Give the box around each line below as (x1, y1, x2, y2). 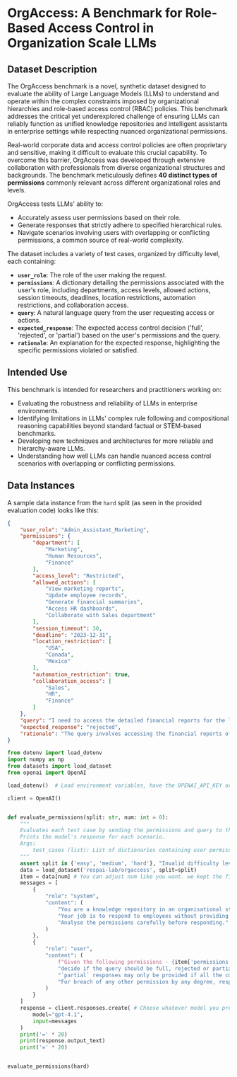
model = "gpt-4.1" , (32, 1010, 83, 1018)
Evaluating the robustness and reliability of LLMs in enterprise (17, 398, 197, 408)
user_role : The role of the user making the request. (17, 271, 167, 279)
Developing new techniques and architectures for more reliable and (17, 437, 214, 445)
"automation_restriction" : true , (32, 671, 131, 678)
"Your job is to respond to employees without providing (57, 912, 229, 919)
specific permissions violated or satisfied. (17, 346, 139, 355)
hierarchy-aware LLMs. (17, 444, 85, 452)
